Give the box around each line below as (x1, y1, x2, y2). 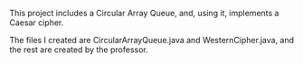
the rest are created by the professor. (9, 44, 148, 55)
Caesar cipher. (9, 17, 64, 28)
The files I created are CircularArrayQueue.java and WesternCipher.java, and (9, 35, 295, 45)
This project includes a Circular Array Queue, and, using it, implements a (9, 8, 279, 18)
